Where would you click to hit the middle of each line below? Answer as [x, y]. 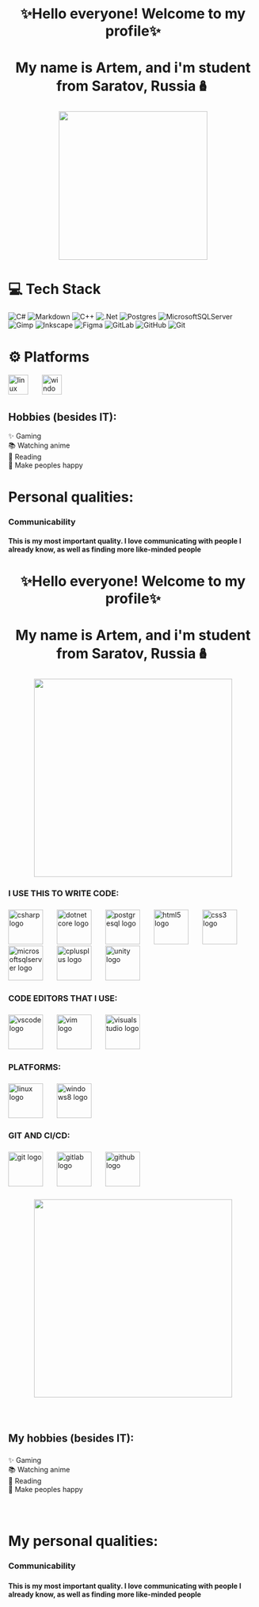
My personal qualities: [83, 1541]
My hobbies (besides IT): [71, 1438]
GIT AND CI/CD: [39, 1136]
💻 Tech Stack [55, 289]
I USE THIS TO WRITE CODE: [64, 893]
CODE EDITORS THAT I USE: [63, 998]
